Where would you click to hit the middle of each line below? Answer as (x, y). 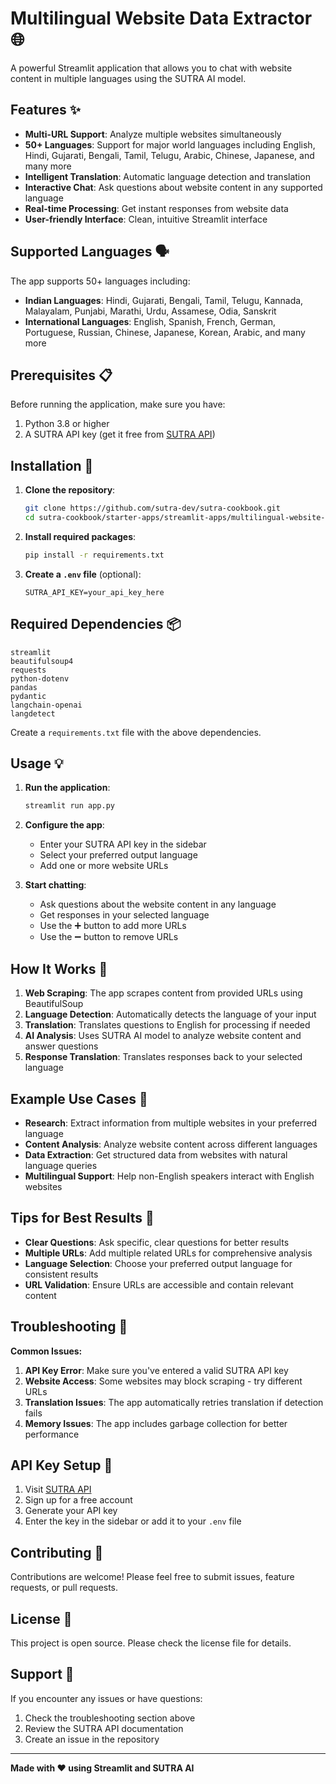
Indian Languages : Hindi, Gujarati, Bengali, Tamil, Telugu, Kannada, (164, 300)
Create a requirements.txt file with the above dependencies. (136, 732)
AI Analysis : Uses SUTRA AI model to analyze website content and (163, 1036)
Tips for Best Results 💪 (82, 1218)
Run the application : (67, 788)
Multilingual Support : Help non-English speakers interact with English (169, 1176)
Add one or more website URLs (104, 866)
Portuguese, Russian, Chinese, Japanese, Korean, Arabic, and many (165, 332)
